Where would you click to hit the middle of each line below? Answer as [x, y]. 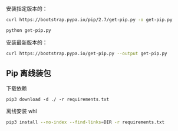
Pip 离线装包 [29, 73]
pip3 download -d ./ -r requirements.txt [58, 100]
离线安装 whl [22, 111]
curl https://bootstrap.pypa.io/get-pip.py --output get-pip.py [87, 53]
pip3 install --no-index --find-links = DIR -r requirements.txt [85, 122]
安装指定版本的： [27, 9]
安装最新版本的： [27, 42]
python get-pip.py [29, 30]
